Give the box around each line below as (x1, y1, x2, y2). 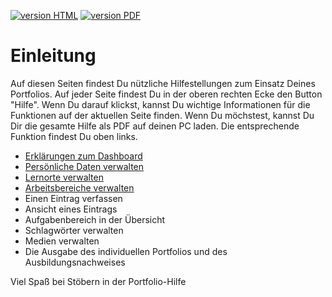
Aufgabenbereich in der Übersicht (24, 213, 166, 225)
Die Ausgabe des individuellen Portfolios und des (24, 245, 228, 257)
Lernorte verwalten (24, 171, 104, 183)
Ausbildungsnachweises (24, 256, 126, 268)
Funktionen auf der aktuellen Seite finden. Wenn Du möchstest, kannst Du (10, 109, 315, 121)
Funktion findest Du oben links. (10, 130, 138, 142)
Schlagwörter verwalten (24, 224, 124, 236)
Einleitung (10, 45, 97, 67)
